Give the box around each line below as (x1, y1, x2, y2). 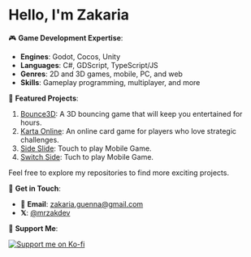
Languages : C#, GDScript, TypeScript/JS (19, 60, 158, 70)
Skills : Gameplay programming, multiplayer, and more (19, 77, 201, 87)
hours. (19, 118, 42, 127)
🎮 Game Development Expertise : (8, 32, 123, 42)
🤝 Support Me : (8, 223, 58, 233)
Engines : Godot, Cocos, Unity (19, 51, 121, 62)
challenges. (19, 135, 59, 144)
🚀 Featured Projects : (8, 93, 79, 103)
